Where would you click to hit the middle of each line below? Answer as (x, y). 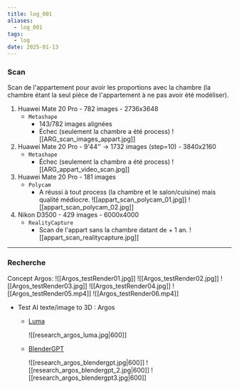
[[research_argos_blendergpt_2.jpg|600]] (89, 370)
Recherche (27, 263)
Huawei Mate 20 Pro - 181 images (67, 177)
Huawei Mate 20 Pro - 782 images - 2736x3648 (88, 109)
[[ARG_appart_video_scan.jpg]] (84, 170)
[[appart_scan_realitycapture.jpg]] (89, 238)
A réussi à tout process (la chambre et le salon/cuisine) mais (127, 192)
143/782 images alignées (75, 124)
